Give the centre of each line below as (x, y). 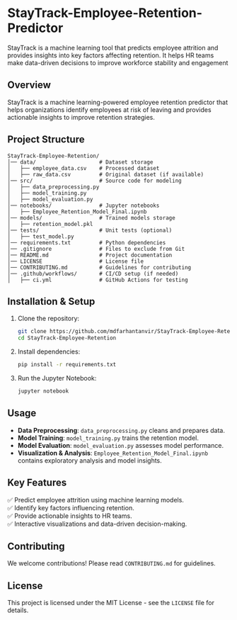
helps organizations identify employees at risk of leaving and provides (109, 109)
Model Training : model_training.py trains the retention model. (108, 438)
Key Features (37, 483)
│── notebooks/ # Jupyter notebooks (83, 205)
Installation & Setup (51, 301)
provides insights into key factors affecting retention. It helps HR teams (111, 55)
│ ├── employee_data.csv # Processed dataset (83, 168)
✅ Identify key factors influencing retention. (71, 507)
